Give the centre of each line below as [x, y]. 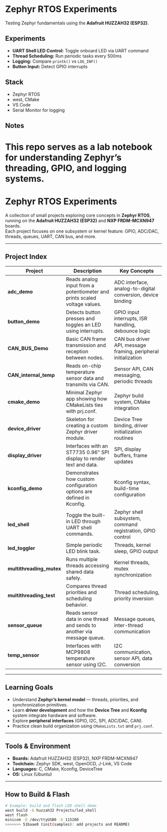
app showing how [87, 398]
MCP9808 [78, 652]
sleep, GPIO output [136, 551]
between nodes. [85, 357]
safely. [74, 578]
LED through [86, 521]
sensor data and [85, 378]
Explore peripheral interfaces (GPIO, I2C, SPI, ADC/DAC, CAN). [78, 720]
